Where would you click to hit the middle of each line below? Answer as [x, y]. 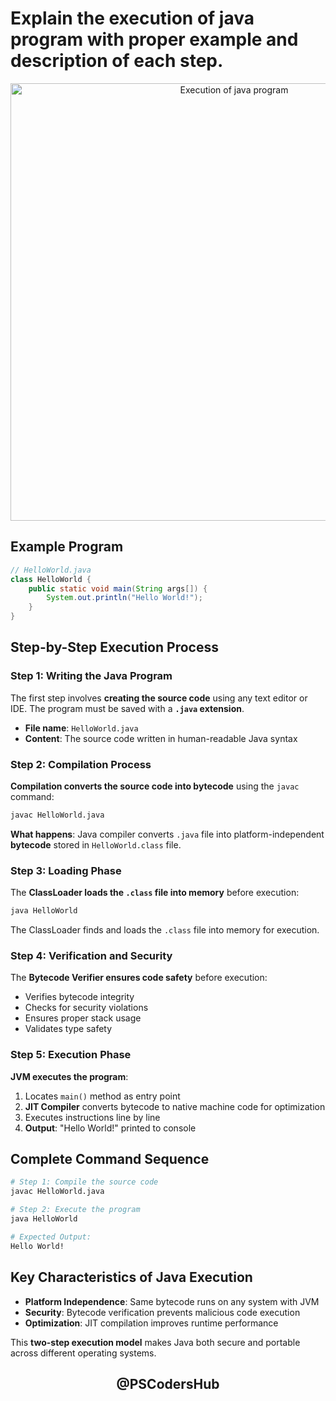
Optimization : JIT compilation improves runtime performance [151, 1323]
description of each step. [117, 61]
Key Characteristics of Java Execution [131, 1277]
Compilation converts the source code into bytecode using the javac [155, 786]
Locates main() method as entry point [102, 1096]
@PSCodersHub [168, 1383]
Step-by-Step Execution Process [114, 647]
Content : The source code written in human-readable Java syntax [161, 738]
